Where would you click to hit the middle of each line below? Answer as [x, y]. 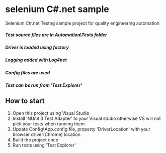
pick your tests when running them [49, 123]
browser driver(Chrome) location [46, 134]
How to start [25, 101]
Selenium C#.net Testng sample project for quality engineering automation [82, 23]
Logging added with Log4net [36, 60]
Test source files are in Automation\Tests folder [56, 35]
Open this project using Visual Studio [51, 113]
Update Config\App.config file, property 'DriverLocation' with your [81, 129]
